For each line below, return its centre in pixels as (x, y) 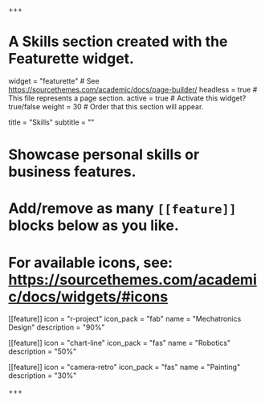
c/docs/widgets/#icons (88, 296)
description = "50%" (43, 351)
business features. (72, 172)
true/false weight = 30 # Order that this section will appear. (106, 106)
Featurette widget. (71, 59)
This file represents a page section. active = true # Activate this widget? (127, 98)
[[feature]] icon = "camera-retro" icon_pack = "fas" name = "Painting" (124, 367)
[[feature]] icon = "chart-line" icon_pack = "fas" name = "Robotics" (120, 343)
